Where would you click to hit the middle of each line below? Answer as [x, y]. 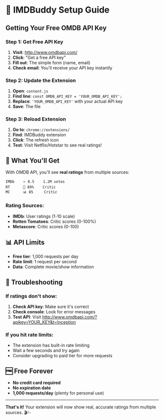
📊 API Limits [25, 242]
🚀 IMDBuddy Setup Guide [58, 10]
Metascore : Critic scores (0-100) [46, 226]
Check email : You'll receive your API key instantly [62, 68]
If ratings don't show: [31, 296]
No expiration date [32, 388]
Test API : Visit [27, 317]
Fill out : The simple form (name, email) [51, 62]
